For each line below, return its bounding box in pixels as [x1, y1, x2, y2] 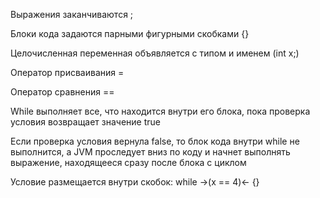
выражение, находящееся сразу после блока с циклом [10, 157, 247, 168]
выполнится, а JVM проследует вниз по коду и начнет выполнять [10, 146, 291, 158]
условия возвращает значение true [10, 116, 161, 128]
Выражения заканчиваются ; [10, 9, 134, 20]
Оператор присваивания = [10, 67, 125, 78]
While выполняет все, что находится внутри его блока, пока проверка [10, 105, 311, 117]
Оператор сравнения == [10, 86, 115, 98]
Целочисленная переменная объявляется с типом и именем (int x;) [10, 47, 300, 59]
